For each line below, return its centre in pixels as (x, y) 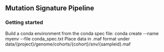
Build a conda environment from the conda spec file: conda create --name (82, 33)
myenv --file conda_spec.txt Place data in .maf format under (68, 38)
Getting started (24, 22)
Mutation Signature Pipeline (50, 8)
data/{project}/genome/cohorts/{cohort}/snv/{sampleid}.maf (68, 44)
